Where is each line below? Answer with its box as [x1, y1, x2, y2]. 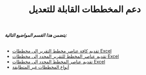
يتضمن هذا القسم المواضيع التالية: [5, 32, 67, 39]
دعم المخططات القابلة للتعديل [28, 4, 141, 15]
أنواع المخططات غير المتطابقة [12, 64, 69, 70]
